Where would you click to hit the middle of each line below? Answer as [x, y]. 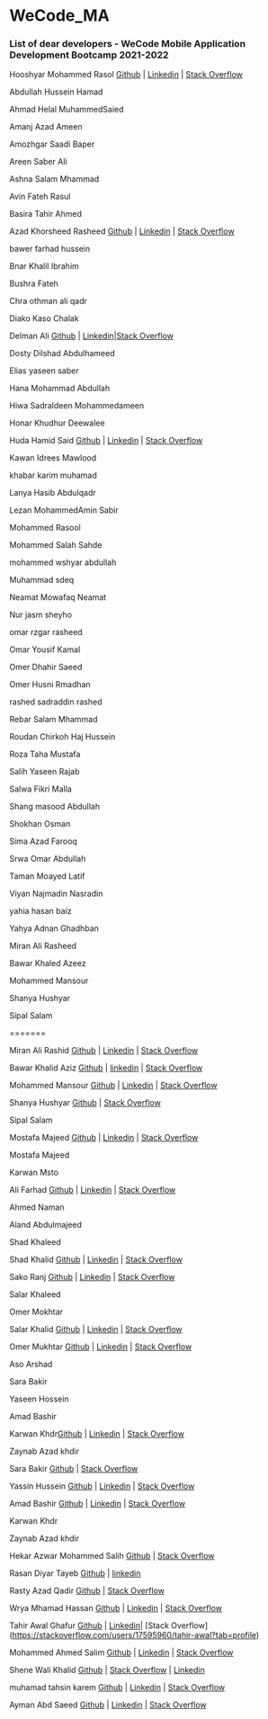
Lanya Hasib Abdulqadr [53, 493]
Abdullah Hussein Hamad [56, 92]
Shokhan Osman [40, 824]
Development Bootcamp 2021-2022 [89, 55]
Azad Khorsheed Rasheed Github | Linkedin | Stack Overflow [122, 231]
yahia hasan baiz [40, 911]
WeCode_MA [59, 16]
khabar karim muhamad [53, 475]
